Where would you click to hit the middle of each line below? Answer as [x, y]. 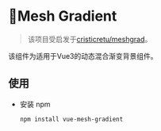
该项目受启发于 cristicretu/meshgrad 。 [90, 39]
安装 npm [35, 104]
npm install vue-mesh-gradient [71, 119]
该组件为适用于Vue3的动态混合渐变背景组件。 [83, 56]
